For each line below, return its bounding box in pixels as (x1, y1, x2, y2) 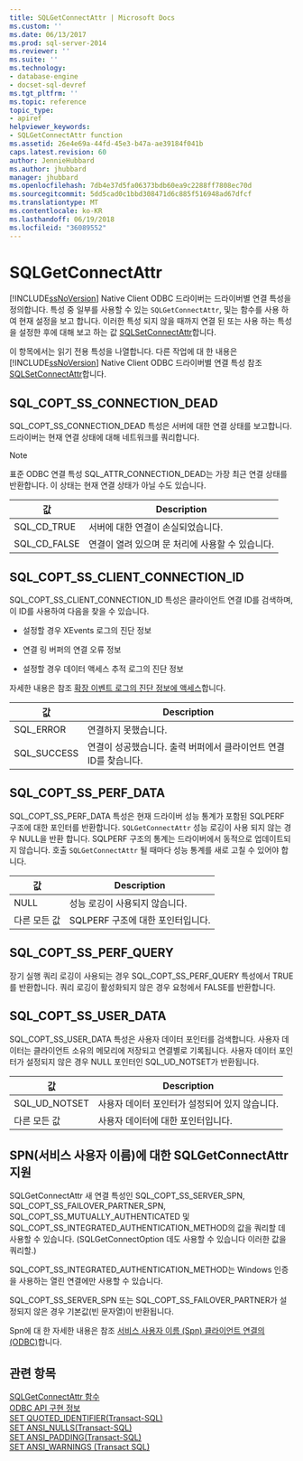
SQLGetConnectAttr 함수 (9, 1391, 100, 1402)
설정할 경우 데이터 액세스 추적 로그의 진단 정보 (22, 663, 184, 674)
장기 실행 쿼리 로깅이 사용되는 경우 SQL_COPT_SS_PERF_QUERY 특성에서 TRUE (9, 970, 294, 981)
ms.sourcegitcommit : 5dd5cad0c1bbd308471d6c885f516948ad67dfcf (9, 190, 252, 199)
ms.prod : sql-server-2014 (9, 38, 106, 48)
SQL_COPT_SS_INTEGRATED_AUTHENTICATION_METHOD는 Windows (9, 1264, 272, 1275)
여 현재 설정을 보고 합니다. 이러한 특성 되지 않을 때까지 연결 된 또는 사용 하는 (9, 315, 276, 326)
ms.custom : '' (9, 22, 63, 31)
